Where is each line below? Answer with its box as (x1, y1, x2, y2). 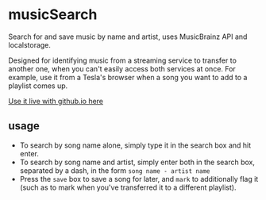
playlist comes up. (8, 81, 68, 90)
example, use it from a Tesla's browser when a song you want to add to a (8, 72, 248, 82)
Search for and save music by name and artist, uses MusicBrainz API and (8, 32, 248, 41)
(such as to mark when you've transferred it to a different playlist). (19, 183, 237, 192)
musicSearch (8, 6, 98, 24)
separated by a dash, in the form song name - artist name (19, 165, 210, 175)
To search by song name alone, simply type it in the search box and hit (19, 140, 252, 150)
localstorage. (8, 40, 52, 49)
